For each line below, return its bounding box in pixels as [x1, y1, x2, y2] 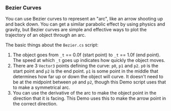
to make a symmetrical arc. [12, 84, 70, 91]
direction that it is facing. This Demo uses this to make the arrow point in [12, 95, 166, 101]
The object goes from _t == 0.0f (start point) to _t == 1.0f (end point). [12, 52, 161, 58]
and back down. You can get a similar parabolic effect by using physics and [5, 21, 165, 27]
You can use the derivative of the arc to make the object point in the [12, 90, 157, 96]
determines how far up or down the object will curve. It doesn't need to [12, 74, 163, 80]
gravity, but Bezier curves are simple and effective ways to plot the [5, 27, 147, 33]
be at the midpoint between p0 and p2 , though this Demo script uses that [12, 79, 166, 85]
